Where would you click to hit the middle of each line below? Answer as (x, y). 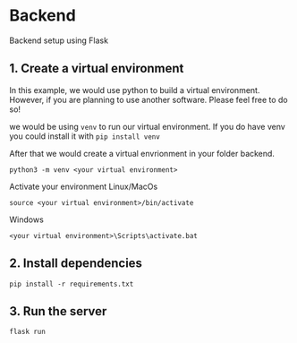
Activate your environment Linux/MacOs (84, 186)
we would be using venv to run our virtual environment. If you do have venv (148, 126)
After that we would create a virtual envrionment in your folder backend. (142, 153)
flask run (28, 332)
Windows (27, 219)
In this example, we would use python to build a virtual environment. (135, 90)
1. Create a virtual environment (97, 69)
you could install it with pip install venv (85, 136)
